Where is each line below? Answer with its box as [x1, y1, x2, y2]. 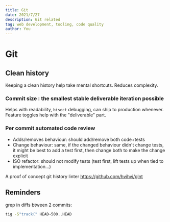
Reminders [5, 188, 41, 197]
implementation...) [12, 163, 51, 169]
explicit [12, 153, 28, 159]
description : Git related [5, 17, 60, 22]
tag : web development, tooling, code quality [5, 21, 104, 27]
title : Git [5, 7, 29, 13]
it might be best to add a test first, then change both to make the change [12, 147, 165, 153]
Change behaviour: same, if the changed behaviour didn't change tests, [12, 141, 164, 148]
